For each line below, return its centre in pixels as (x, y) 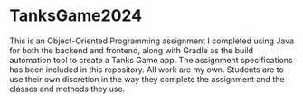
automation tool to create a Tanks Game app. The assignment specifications (151, 60)
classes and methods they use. (67, 89)
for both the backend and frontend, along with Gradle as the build (131, 50)
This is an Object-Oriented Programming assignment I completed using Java (152, 41)
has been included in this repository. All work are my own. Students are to (147, 70)
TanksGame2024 (76, 16)
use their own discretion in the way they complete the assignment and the (147, 79)
